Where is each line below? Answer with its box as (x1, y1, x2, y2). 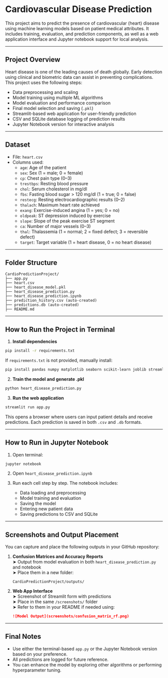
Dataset (5, 141, 30, 149)
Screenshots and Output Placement (5, 530, 119, 539)
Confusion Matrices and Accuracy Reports (12, 553, 103, 559)
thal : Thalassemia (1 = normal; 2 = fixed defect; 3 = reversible (19, 229, 148, 235)
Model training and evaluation (19, 495, 81, 501)
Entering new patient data (19, 506, 73, 512)
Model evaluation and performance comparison (12, 99, 111, 106)
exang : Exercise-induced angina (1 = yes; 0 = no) (19, 207, 120, 213)
